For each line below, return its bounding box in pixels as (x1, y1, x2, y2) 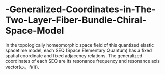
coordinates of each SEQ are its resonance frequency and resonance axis (5, 58, 160, 64)
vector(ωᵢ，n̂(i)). (5, 64, 40, 70)
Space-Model (5, 25, 64, 36)
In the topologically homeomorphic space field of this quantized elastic (5, 42, 154, 48)
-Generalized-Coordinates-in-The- (5, 4, 156, 15)
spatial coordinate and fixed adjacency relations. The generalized (5, 52, 143, 59)
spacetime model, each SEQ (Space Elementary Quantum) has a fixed (5, 47, 152, 53)
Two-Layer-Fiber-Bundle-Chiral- (5, 14, 147, 26)
